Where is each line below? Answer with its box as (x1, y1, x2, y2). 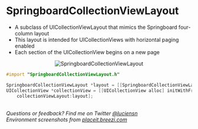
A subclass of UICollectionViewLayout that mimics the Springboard (14, 24, 178, 31)
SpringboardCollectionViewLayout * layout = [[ (6, 82, 123, 88)
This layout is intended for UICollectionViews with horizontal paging (14, 36, 179, 43)
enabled (14, 42, 35, 49)
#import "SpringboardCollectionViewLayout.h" (6, 71, 120, 77)
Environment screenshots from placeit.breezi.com (6, 116, 128, 123)
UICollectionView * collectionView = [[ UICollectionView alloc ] (6, 87, 165, 94)
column (14, 29, 34, 37)
